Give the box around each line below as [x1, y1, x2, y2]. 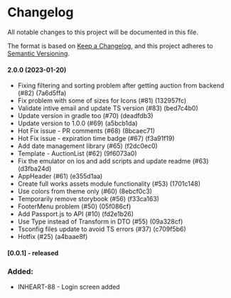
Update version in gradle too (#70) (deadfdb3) [17, 112, 154, 120]
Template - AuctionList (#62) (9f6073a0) [17, 149, 137, 158]
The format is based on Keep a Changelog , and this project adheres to [7, 41, 213, 50]
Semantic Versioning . [7, 49, 70, 58]
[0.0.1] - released [7, 248, 59, 257]
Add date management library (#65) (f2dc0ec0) [17, 142, 158, 150]
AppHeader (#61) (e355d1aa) [17, 172, 103, 181]
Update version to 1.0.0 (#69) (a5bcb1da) [17, 119, 138, 128]
